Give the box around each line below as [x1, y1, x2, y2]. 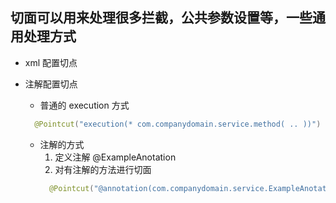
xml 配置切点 [24, 56, 78, 68]
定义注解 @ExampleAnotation [54, 151, 177, 163]
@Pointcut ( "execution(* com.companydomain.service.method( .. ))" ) [34, 119, 322, 129]
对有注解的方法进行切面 [54, 163, 152, 175]
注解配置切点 [24, 78, 78, 90]
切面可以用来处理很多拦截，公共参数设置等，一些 [10, 9, 313, 27]
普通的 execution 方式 [39, 99, 130, 111]
